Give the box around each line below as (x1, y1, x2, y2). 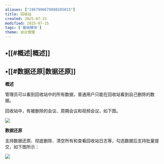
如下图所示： (13, 144, 40, 150)
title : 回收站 (5, 12, 32, 17)
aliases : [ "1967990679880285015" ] (5, 7, 76, 12)
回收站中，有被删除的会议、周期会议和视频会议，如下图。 (5, 108, 121, 114)
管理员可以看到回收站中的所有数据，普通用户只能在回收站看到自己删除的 (5, 91, 150, 98)
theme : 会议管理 (5, 30, 35, 35)
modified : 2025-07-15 (5, 20, 49, 26)
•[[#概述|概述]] (5, 49, 50, 58)
